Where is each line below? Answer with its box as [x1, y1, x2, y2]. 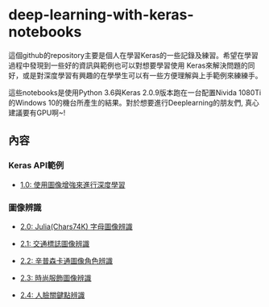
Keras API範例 [8, 160, 64, 171]
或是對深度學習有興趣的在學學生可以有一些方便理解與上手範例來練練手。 [22, 70, 263, 80]
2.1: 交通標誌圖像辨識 [19, 239, 90, 248]
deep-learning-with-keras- [8, 6, 194, 24]
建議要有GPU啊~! [8, 107, 66, 118]
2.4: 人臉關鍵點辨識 [19, 290, 85, 300]
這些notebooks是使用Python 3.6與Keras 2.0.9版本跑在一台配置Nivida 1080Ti [8, 87, 262, 97]
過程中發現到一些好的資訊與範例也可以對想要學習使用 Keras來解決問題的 [8, 60, 248, 70]
